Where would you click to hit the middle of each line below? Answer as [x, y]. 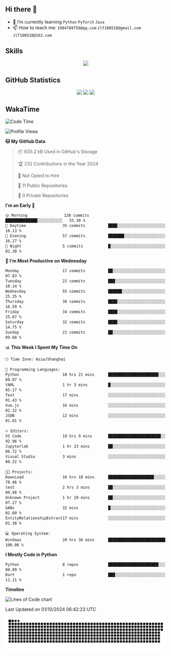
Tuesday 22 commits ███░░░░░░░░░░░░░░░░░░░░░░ [86, 281]
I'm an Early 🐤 [20, 206]
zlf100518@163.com [32, 35]
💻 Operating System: [28, 534]
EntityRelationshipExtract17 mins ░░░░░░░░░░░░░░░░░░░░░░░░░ [86, 518]
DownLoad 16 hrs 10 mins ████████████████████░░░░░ [86, 477]
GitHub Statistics [33, 80]
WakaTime [22, 109]
